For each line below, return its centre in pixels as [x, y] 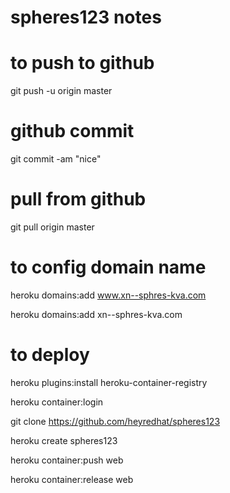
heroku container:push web [67, 460]
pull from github [78, 199]
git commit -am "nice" [56, 159]
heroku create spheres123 [64, 440]
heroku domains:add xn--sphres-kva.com [96, 314]
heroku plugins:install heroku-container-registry [109, 382]
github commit [72, 131]
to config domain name [108, 267]
